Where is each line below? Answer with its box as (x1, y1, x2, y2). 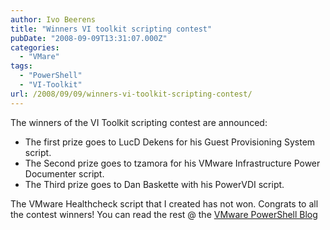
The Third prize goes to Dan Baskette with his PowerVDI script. (24, 178, 285, 190)
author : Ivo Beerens (10, 14, 97, 25)
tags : (10, 61, 33, 71)
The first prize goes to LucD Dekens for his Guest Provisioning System (24, 136, 316, 148)
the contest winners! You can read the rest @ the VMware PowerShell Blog (10, 208, 318, 220)
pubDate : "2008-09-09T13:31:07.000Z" (10, 33, 168, 43)
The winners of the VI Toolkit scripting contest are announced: (10, 116, 268, 128)
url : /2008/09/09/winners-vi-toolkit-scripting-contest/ (10, 89, 253, 99)
